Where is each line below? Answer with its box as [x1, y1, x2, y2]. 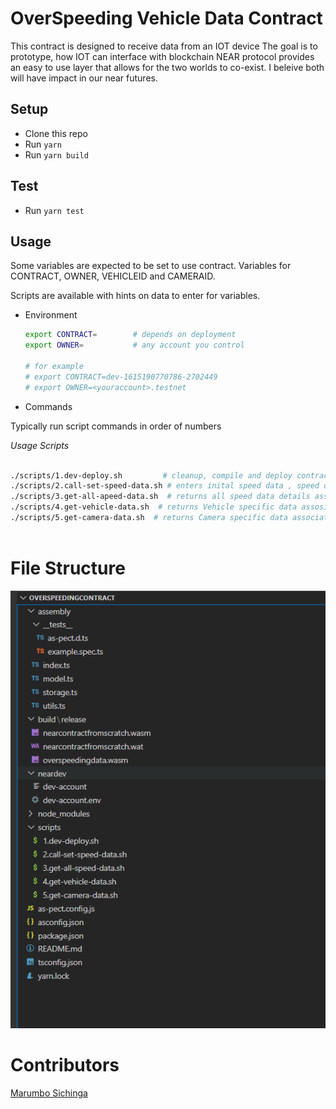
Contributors [10, 1054, 120, 1077]
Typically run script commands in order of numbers [10, 420, 222, 432]
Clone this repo [24, 127, 88, 139]
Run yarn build [24, 148, 89, 161]
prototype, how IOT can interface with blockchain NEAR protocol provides [10, 50, 315, 62]
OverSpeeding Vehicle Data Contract [10, 7, 323, 30]
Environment [24, 309, 78, 321]
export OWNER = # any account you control [24, 340, 245, 351]
